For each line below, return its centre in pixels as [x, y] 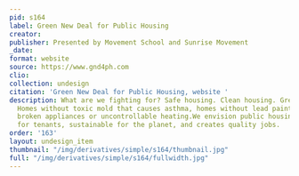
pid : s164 [28, 17]
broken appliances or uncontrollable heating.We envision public [141, 116]
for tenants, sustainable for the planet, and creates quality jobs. [149, 125]
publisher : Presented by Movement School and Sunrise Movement [129, 42]
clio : [19, 76]
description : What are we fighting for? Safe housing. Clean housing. [143, 100]
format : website [39, 59]
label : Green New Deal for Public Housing [89, 26]
